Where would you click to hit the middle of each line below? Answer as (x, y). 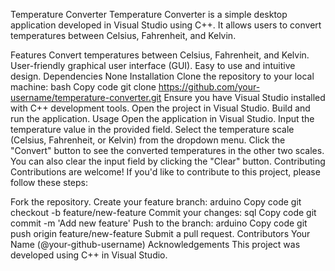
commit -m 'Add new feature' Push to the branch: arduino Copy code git (159, 223)
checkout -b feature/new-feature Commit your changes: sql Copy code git (163, 212)
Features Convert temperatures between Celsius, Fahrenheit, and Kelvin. (160, 55)
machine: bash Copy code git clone (83, 87)
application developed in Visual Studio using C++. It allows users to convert (166, 25)
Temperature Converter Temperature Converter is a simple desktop (149, 14)
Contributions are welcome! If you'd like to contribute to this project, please (165, 172)
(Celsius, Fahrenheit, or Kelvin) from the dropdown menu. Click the (148, 140)
